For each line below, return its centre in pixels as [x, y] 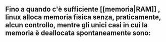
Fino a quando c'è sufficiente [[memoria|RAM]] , [83, 9]
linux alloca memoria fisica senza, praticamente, [83, 17]
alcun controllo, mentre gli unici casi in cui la [76, 25]
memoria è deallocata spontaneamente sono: [78, 33]
